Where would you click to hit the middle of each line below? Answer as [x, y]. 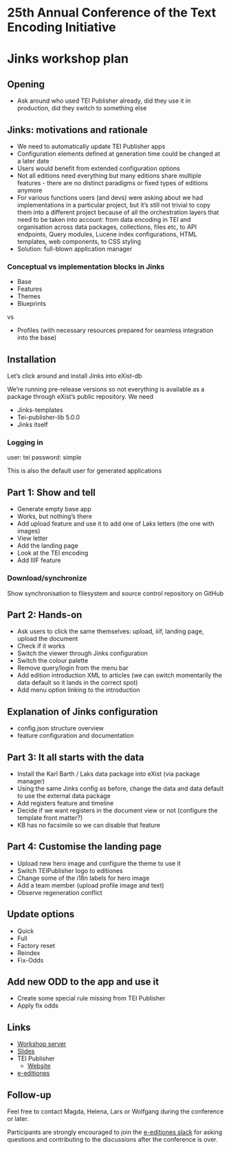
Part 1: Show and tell [52, 492]
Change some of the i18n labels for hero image [83, 878]
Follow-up [29, 1095]
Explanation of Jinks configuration [82, 711]
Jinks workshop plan [68, 59]
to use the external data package [64, 795]
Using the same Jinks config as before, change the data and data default [120, 788]
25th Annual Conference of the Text [112, 13]
